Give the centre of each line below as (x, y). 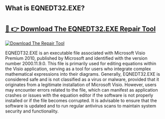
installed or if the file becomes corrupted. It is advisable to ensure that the (81, 101)
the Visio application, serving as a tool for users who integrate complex (78, 69)
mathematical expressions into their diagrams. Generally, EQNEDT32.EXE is (83, 74)
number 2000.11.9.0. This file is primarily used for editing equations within (81, 63)
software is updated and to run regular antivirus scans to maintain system (81, 106)
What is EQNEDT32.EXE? (45, 8)
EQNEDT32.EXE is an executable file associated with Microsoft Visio (75, 53)
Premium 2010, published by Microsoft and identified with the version (77, 58)
